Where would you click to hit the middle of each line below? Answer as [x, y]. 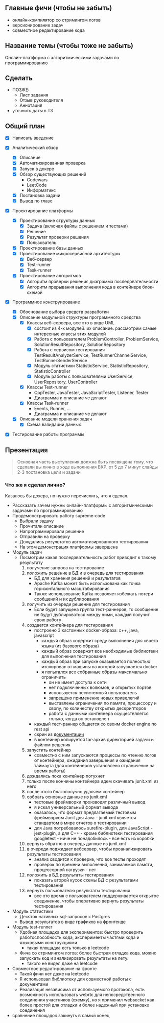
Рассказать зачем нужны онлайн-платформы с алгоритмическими [82, 505]
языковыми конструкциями [48, 942]
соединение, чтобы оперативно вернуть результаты [89, 901]
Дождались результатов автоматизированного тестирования [84, 541]
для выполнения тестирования [74, 656]
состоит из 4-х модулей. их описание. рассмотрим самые [95, 328]
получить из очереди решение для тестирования [78, 604]
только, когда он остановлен [79, 719]
